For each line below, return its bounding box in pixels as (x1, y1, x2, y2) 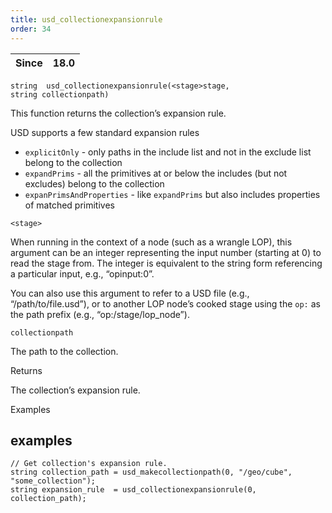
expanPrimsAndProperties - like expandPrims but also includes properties (24, 188, 321, 200)
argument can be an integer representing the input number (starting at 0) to (10, 246, 322, 258)
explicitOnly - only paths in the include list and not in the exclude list (24, 146, 312, 158)
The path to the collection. (10, 345, 119, 357)
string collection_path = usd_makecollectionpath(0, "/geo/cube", (10, 467, 293, 478)
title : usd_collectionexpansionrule (10, 14, 163, 25)
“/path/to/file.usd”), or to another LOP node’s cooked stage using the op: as (10, 297, 321, 310)
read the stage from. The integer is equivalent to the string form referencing (10, 257, 323, 269)
